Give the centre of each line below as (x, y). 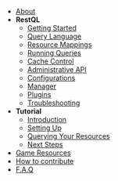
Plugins (39, 94)
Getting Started (52, 28)
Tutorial (28, 111)
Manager (42, 86)
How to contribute (45, 161)
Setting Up (45, 128)
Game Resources (43, 153)
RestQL (28, 20)
